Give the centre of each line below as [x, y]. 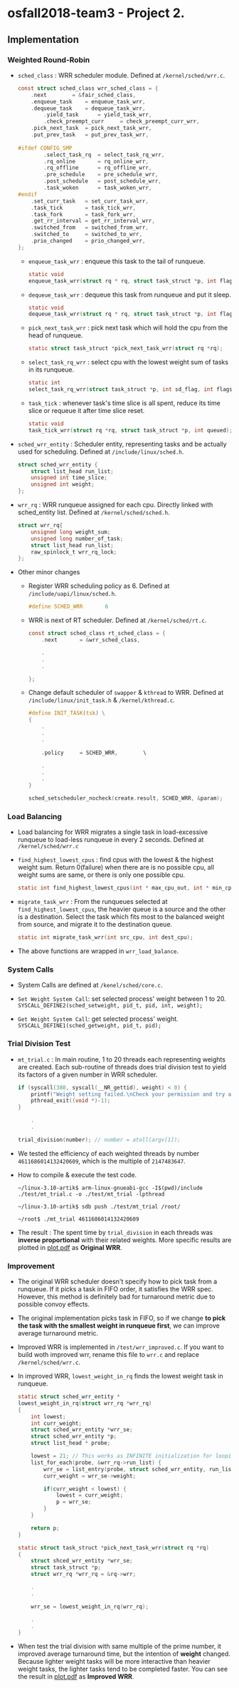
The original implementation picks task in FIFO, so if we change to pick [122, 1318]
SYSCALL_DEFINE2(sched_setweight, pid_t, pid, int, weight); [110, 1006]
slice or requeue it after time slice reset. [86, 410]
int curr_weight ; [56, 1423]
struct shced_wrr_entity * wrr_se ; [82, 1561]
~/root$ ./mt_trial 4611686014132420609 [78, 1219]
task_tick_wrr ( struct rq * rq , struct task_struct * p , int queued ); [130, 430]
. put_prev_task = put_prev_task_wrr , [90, 135]
